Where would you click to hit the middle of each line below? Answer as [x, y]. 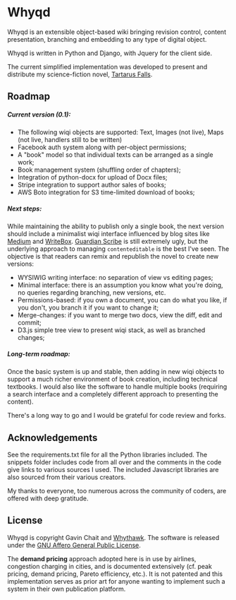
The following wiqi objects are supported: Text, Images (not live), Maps [120, 132]
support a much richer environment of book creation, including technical [112, 380]
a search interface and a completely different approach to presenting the [113, 394]
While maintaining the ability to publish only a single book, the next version [116, 226]
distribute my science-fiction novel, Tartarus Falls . [80, 74]
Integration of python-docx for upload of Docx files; [92, 177]
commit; [29, 323]
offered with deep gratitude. [48, 498]
